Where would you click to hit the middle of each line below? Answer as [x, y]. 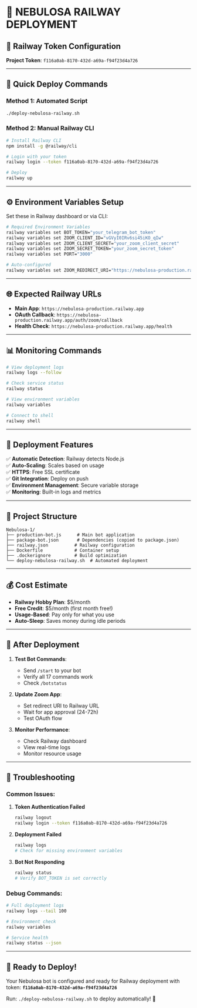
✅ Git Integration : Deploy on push [47, 479]
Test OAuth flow [43, 718]
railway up [19, 178]
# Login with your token [36, 156]
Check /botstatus [45, 683]
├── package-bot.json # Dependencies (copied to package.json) [93, 540]
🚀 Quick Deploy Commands [57, 84]
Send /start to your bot [52, 670]
